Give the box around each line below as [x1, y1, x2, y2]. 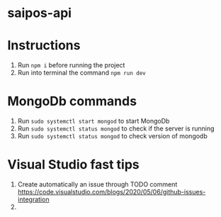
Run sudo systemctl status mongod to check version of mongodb [17, 132, 208, 140]
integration [17, 195, 50, 204]
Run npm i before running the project [17, 61, 125, 69]
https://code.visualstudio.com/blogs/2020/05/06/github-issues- [17, 188, 206, 196]
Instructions [7, 38, 81, 54]
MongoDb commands [7, 94, 137, 109]
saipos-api [7, 5, 72, 21]
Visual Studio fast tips [7, 157, 140, 173]
